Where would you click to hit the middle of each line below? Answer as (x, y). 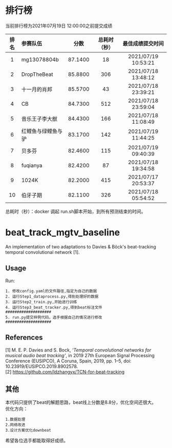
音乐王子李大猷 (39, 119)
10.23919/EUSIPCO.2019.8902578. (42, 366)
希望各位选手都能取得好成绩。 (37, 441)
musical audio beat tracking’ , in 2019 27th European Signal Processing (80, 355)
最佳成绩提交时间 (143, 43)
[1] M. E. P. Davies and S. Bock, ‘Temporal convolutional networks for (78, 350)
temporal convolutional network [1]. (43, 252)
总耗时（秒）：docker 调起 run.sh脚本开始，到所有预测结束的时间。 (76, 211)
